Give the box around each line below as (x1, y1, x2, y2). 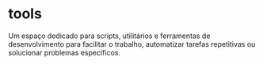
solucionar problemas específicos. (8, 48, 121, 57)
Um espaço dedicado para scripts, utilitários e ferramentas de (8, 31, 211, 40)
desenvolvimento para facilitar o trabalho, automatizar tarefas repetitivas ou (8, 39, 256, 48)
